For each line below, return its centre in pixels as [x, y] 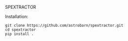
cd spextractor [21, 30]
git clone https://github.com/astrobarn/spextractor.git [64, 25]
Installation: [17, 16]
